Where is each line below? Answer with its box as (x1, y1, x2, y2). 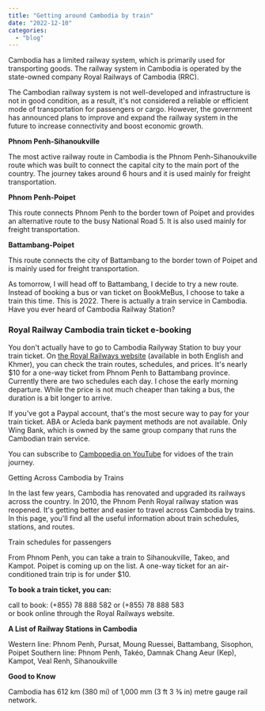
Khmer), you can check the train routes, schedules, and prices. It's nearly (8, 359, 248, 369)
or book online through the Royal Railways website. (8, 608, 175, 618)
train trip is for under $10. (48, 569, 131, 579)
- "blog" (15, 33, 44, 42)
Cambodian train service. (8, 434, 91, 443)
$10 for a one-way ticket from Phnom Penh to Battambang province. (8, 368, 231, 377)
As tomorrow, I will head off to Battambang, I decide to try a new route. (8, 279, 239, 289)
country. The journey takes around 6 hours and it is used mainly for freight (8, 169, 251, 178)
